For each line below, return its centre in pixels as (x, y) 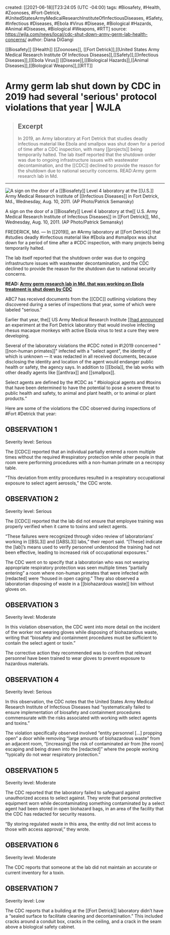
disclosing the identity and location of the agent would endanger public (79, 362)
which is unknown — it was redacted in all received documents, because (81, 356)
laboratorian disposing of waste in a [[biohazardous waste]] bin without (80, 584)
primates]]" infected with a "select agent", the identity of (93, 351)
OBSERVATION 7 (32, 889)
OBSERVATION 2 (32, 499)
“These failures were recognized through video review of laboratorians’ (79, 536)
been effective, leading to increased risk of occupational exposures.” (77, 552)
